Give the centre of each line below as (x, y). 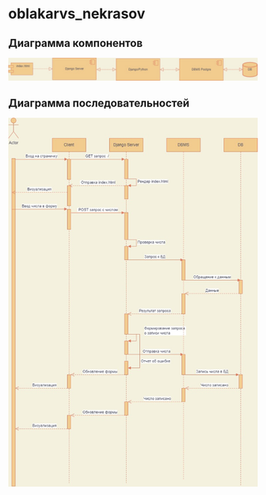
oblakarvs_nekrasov (77, 14)
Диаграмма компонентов (76, 43)
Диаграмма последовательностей (99, 103)
